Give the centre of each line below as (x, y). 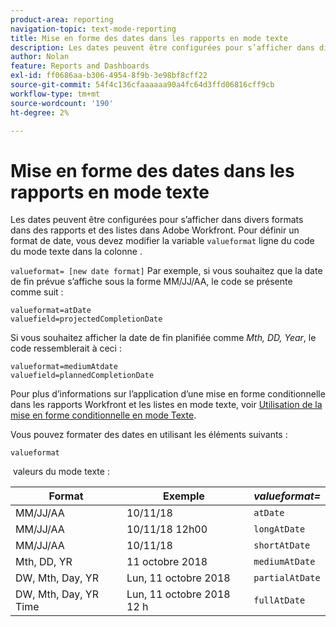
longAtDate (279, 529)
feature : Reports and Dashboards (80, 66)
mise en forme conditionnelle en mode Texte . (103, 415)
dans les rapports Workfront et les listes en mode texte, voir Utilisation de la (166, 405)
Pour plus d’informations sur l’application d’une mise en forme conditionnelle (168, 394)
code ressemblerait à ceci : (66, 348)
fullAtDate (279, 600)
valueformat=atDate (51, 311)
